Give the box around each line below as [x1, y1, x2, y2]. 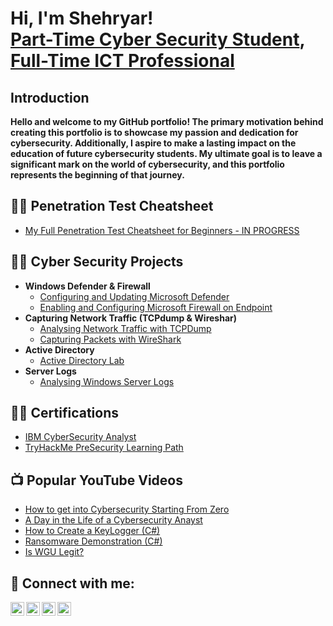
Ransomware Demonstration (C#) [24, 535, 163, 547]
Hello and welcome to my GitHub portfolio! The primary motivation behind [10, 116, 324, 127]
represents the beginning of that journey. [10, 169, 185, 181]
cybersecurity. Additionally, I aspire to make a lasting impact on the [10, 137, 297, 149]
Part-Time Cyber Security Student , [10, 28, 305, 51]
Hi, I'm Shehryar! [10, 7, 154, 30]
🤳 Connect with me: [10, 575, 135, 592]
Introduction [10, 89, 90, 106]
